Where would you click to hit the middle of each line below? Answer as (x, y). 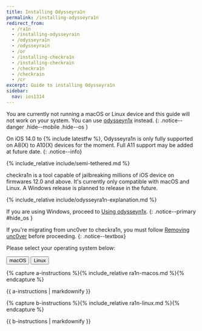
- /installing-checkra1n (43, 57)
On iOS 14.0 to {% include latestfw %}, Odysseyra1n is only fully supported (99, 138)
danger (15, 127)
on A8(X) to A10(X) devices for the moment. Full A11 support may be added (99, 145)
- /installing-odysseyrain (46, 35)
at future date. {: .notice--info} (44, 151)
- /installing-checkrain (43, 63)
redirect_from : (25, 23)
